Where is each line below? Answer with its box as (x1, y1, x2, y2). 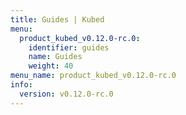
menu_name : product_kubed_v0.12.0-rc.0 (10, 71, 177, 81)
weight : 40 (28, 61, 74, 71)
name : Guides (28, 52, 83, 62)
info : (10, 80, 33, 90)
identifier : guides (28, 42, 110, 53)
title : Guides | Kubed (10, 14, 105, 25)
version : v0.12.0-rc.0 (19, 89, 114, 99)
